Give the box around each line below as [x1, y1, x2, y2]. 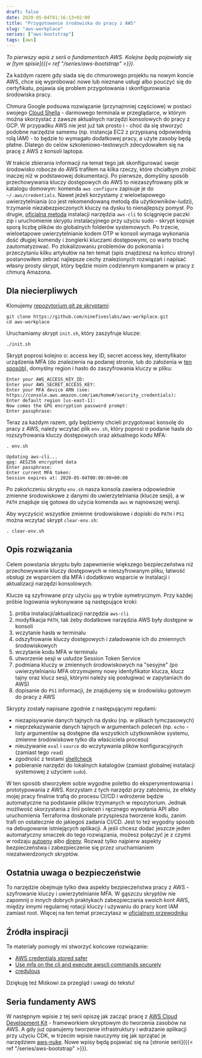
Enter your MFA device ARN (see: [6, 387, 90, 393]
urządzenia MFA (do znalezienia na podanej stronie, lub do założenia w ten [6, 358, 192, 366]
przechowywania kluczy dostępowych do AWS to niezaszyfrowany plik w [6, 179, 189, 185]
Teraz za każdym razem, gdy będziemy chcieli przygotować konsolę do [6, 418, 185, 426]
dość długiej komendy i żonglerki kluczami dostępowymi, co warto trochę [6, 236, 189, 244]
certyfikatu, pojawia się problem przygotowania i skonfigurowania [6, 85, 170, 91]
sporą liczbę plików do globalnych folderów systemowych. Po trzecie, [6, 224, 180, 230]
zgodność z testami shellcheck [14, 755, 92, 762]
